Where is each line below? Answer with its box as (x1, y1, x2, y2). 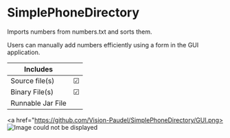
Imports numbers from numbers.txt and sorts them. (7, 27, 152, 36)
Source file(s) (10, 76, 55, 85)
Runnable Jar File (10, 98, 67, 108)
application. (7, 48, 41, 56)
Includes (23, 64, 54, 73)
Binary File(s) (10, 87, 54, 97)
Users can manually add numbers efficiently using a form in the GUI (7, 41, 199, 49)
